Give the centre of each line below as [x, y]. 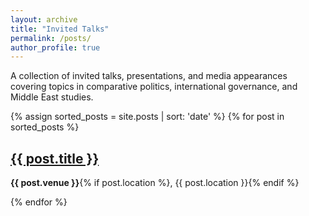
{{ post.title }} [55, 158]
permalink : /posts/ [51, 38]
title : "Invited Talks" [60, 29]
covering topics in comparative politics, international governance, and [154, 87]
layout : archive [44, 19]
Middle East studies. [52, 97]
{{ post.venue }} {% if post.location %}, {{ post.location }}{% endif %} [155, 183]
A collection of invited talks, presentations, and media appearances [149, 76]
